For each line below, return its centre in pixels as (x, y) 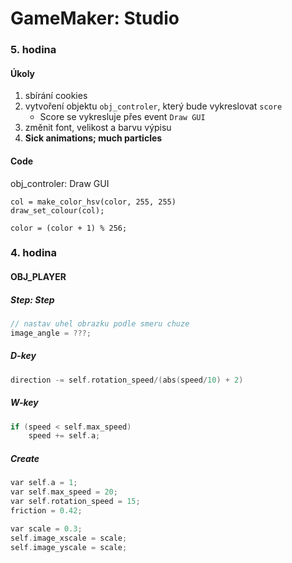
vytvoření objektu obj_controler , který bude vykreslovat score (153, 106)
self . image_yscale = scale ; (69, 547)
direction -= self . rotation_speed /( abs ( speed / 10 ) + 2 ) (127, 380)
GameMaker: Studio (95, 18)
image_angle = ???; (51, 333)
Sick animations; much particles (93, 138)
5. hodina (33, 50)
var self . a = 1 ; (44, 483)
